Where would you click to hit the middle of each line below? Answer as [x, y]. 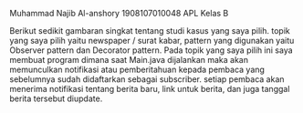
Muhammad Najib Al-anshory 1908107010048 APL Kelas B [119, 13]
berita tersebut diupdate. [56, 98]
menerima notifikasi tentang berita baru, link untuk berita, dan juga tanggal [150, 89]
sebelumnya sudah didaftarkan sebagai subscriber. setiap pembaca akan [147, 79]
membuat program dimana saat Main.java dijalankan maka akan [129, 60]
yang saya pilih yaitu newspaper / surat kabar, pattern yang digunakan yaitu [152, 41]
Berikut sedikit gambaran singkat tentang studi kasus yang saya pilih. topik [150, 31]
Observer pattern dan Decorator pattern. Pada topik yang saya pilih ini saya [151, 50]
